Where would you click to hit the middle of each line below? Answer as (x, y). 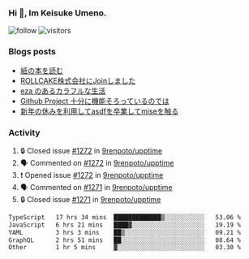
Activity (24, 132)
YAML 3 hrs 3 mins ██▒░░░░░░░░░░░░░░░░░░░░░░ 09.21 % (125, 232)
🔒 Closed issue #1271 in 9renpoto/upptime (90, 199)
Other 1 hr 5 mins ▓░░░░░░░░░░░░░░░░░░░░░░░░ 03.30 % (125, 248)
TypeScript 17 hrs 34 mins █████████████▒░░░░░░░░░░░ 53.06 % (125, 217)
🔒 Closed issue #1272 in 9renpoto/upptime (91, 150)
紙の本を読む (41, 70)
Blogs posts (32, 52)
